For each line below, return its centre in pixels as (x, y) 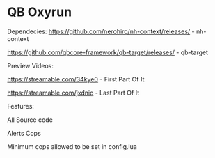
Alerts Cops (24, 133)
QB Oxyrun (39, 12)
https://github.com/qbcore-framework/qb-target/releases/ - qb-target (108, 52)
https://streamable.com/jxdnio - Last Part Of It (73, 93)
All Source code (30, 120)
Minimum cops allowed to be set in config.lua (72, 146)
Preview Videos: (31, 65)
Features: (21, 106)
